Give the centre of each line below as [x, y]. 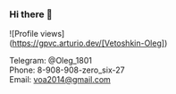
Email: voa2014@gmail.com [60, 80]
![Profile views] [37, 34]
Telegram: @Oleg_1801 [50, 61]
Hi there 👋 [31, 14]
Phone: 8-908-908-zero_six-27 [67, 70]
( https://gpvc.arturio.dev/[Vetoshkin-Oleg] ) [88, 43]
